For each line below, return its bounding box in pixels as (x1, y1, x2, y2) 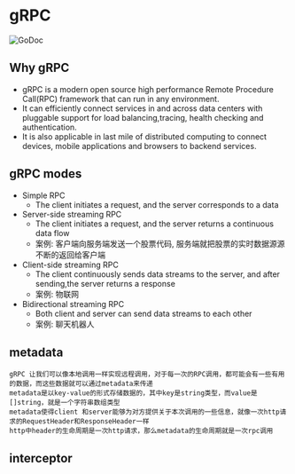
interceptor (9, 450, 73, 466)
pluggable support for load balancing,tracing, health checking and (21, 112, 264, 122)
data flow (35, 227, 70, 238)
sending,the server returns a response (35, 278, 175, 288)
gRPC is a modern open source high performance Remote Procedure (21, 83, 275, 94)
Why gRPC (9, 60, 70, 75)
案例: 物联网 (35, 288, 80, 299)
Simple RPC (21, 190, 66, 201)
